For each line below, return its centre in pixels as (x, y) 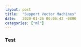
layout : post (18, 9)
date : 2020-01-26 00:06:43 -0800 (41, 18)
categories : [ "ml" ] (25, 23)
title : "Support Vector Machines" (41, 14)
